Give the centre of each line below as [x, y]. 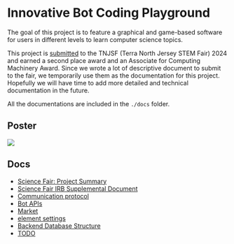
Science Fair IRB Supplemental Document [77, 188]
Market [28, 210]
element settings [42, 218]
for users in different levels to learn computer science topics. [95, 39]
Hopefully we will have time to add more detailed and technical [98, 82]
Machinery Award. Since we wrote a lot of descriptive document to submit [114, 68]
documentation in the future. [48, 90]
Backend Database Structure [59, 226]
